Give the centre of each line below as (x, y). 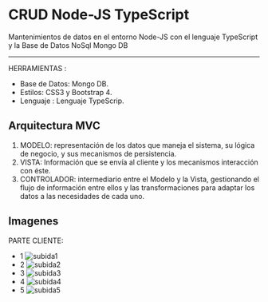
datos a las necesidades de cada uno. (82, 196)
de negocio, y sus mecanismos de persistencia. (98, 153)
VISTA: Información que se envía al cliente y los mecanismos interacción (139, 162)
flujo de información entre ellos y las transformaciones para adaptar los (137, 187)
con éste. (35, 170)
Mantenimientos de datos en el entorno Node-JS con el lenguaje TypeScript (133, 37)
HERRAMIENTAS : (37, 68)
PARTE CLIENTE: (36, 240)
